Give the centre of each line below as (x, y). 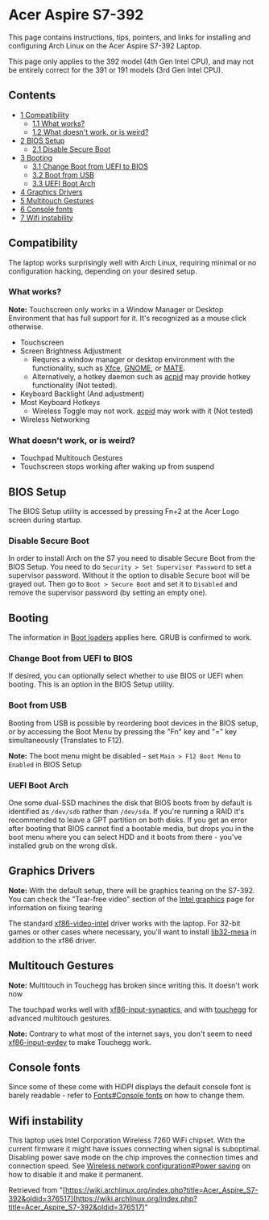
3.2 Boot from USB (63, 174)
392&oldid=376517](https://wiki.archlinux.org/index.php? (103, 1199)
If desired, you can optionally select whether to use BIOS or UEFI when (126, 676)
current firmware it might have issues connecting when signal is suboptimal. (135, 1149)
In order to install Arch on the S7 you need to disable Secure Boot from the (132, 558)
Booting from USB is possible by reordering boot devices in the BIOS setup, (134, 723)
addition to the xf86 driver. (52, 940)
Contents (32, 96)
